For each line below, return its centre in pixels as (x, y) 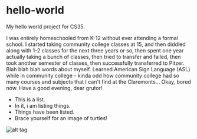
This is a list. (30, 99)
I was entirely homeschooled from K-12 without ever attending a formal (92, 38)
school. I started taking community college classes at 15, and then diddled (96, 44)
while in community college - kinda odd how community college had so (93, 75)
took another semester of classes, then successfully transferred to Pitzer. (95, 63)
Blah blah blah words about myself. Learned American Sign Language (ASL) (98, 69)
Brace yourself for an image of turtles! (61, 118)
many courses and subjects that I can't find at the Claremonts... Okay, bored (99, 82)
